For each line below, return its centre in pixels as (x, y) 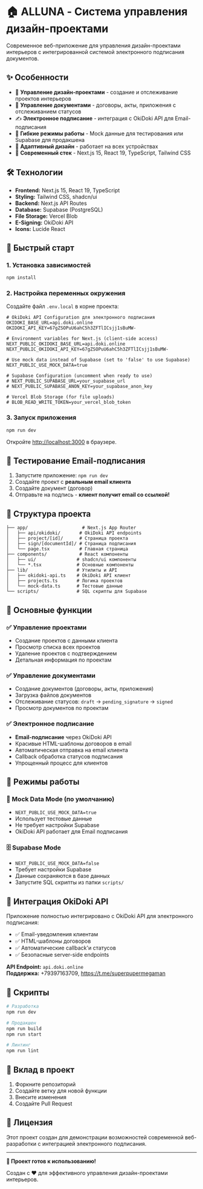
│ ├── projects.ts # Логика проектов (64, 581)
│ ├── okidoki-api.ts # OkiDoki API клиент (69, 576)
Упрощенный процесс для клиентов (61, 763)
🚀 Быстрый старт (40, 248)
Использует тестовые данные (53, 819)
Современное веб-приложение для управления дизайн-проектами (94, 45)
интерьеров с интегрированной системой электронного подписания (95, 52)
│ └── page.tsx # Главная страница (67, 549)
